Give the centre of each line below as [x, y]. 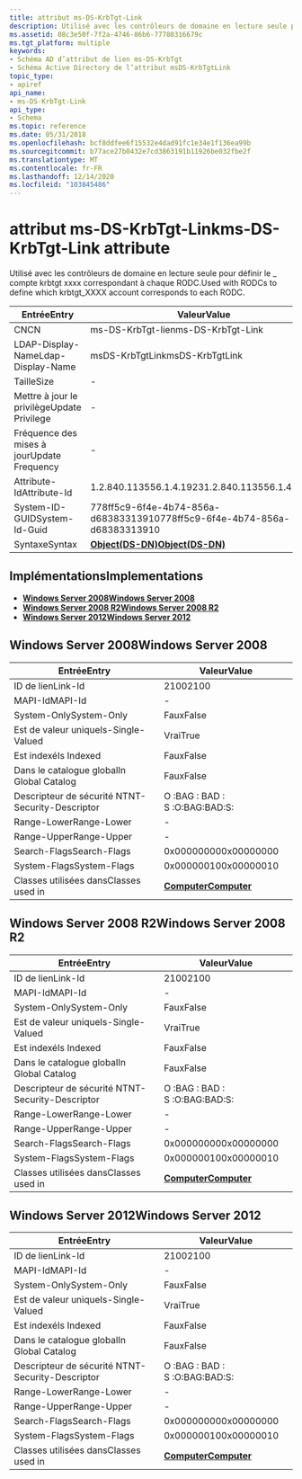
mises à [30, 444]
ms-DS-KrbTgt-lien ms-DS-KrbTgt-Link [176, 330]
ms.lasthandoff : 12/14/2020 [62, 176]
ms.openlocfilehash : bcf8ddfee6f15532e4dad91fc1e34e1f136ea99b [130, 143]
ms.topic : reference [48, 127]
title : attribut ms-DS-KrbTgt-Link [76, 18]
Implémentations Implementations [107, 576]
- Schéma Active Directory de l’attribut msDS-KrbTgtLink [120, 68]
